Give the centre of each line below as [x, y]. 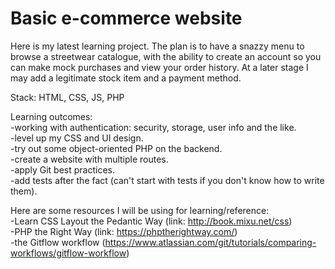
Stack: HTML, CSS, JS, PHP [67, 97]
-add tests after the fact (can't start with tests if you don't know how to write [167, 180]
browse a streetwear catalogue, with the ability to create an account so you [166, 56]
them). [24, 191]
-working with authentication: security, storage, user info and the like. [153, 127]
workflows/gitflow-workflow [68, 253]
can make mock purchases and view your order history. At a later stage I [159, 67]
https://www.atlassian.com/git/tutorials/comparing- [210, 242]
